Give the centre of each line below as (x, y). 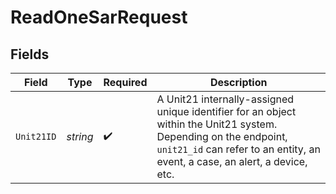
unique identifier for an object (226, 111)
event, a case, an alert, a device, (232, 161)
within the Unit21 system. (217, 124)
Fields (30, 54)
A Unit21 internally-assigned (225, 99)
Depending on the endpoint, (222, 136)
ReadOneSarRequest (99, 17)
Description (239, 82)
